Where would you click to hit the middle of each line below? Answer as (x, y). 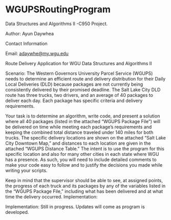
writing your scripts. (26, 170)
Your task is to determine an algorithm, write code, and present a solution (83, 116)
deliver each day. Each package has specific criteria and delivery (74, 101)
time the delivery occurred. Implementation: (51, 196)
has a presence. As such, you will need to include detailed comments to (81, 159)
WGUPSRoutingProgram (58, 9)
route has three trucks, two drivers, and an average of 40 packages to (79, 95)
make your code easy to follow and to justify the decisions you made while (84, 165)
